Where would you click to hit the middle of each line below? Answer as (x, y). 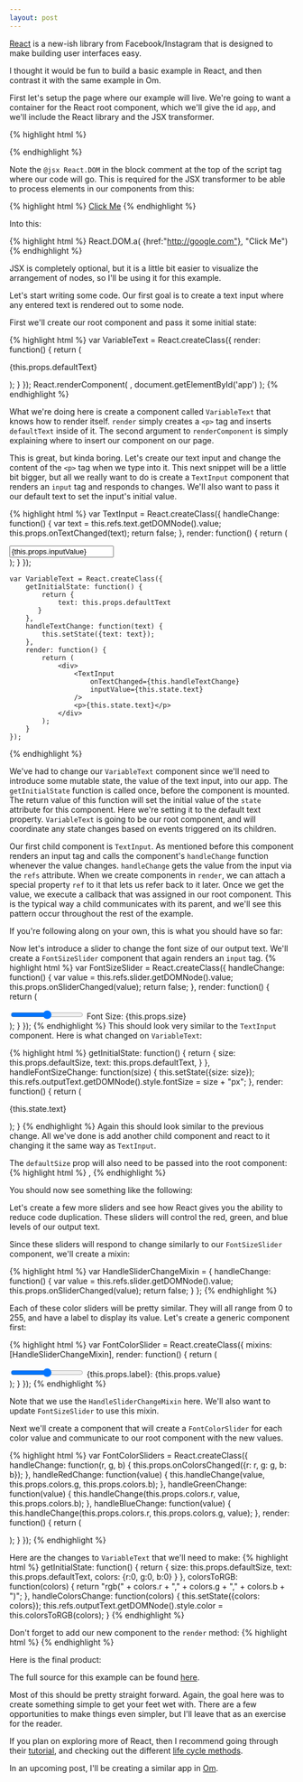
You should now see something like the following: (101, 1190)
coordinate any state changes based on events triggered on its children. (143, 828)
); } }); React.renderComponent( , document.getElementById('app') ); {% (144, 384)
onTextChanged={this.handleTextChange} (165, 681)
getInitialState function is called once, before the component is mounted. (150, 790)
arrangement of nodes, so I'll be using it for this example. (115, 277)
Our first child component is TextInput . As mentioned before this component (152, 846)
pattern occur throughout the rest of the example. (101, 913)
